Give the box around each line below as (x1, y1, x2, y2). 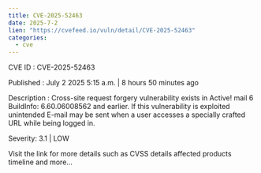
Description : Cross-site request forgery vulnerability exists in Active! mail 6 (8, 93, 254, 103)
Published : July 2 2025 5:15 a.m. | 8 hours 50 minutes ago (8, 78, 199, 88)
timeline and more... (8, 157, 73, 167)
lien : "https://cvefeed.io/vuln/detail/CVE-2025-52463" (8, 26, 196, 34)
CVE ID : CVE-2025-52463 (8, 62, 95, 72)
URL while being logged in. (8, 118, 96, 128)
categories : (8, 33, 47, 42)
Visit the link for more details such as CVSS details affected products (8, 149, 232, 159)
